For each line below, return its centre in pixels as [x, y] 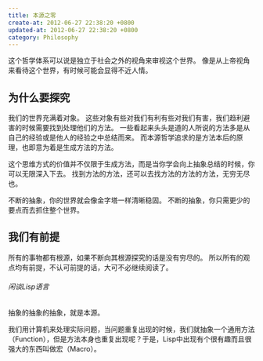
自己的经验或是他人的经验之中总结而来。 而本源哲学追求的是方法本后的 [122, 137]
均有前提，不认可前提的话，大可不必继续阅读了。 [94, 267]
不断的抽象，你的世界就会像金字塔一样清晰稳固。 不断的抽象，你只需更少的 [129, 200]
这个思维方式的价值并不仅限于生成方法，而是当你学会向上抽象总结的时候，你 [131, 164]
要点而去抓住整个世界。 [46, 210]
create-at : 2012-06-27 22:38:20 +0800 [71, 23]
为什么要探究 [39, 98]
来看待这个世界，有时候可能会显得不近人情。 [80, 71]
